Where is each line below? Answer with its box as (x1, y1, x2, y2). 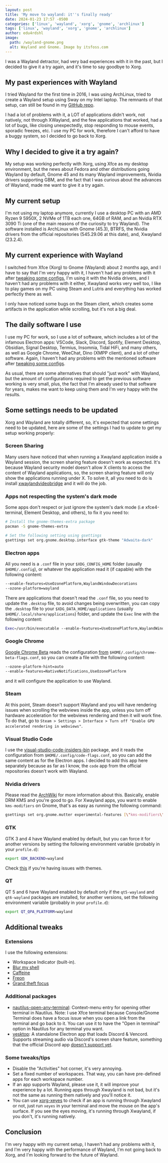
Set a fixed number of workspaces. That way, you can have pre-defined (12, 1070, 161, 1077)
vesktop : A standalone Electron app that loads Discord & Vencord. (12, 1031, 148, 1037)
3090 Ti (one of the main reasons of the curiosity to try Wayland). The (5, 221, 150, 227)
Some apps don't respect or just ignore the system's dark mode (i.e (5, 504, 144, 510)
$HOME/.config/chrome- (109, 650, 157, 655)
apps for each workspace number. (12, 1076, 83, 1082)
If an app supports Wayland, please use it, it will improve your (12, 1081, 139, 1087)
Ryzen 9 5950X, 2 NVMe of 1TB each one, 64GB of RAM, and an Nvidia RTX (5, 215, 162, 221)
